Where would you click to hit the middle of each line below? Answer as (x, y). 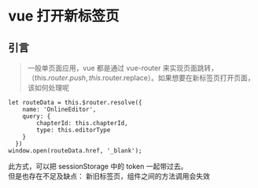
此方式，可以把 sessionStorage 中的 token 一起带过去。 (98, 166)
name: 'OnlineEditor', (59, 109)
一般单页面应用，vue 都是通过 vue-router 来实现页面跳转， (123, 68)
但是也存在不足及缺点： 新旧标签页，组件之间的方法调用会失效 (109, 176)
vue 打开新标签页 (64, 16)
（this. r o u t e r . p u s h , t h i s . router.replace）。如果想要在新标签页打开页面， (141, 78)
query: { (37, 116)
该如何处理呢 (48, 88)
